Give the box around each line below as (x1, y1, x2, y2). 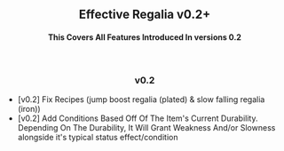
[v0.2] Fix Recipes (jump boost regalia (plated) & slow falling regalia (17, 93, 265, 105)
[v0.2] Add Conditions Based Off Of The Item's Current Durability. (17, 113, 258, 123)
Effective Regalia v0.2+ (78, 7, 211, 22)
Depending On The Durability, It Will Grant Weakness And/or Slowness (17, 122, 276, 132)
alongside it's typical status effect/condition (17, 131, 178, 142)
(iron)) (17, 103, 42, 114)
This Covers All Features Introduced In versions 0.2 (47, 31, 242, 43)
